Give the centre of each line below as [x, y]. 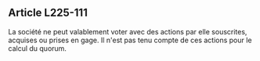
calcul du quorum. [37, 48]
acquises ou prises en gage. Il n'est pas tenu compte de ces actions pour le [130, 40]
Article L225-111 [48, 13]
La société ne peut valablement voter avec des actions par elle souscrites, [128, 31]
